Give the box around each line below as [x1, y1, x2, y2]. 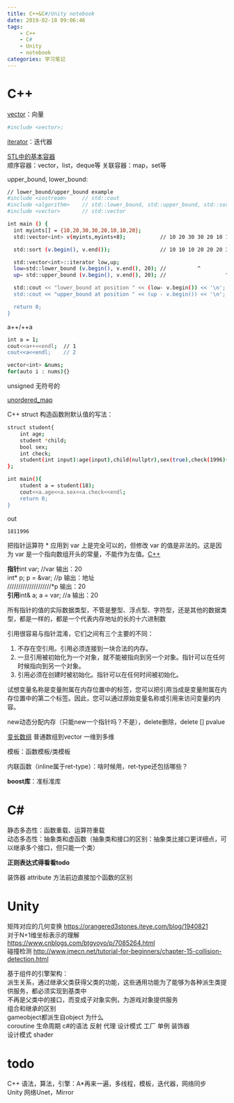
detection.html [7, 955, 49, 963]
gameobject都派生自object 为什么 [7, 1013, 104, 1021]
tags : [7, 23, 23, 30]
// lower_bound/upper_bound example [7, 188, 114, 196]
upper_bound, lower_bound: [7, 175, 88, 183]
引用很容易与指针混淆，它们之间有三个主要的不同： [7, 630, 154, 638]
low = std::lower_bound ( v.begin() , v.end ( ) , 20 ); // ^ [13, 265, 201, 273]
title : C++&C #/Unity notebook [7, 10, 95, 17]
